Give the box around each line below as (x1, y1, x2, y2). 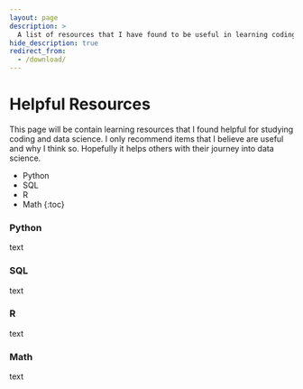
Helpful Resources (9, 94, 151, 115)
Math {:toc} (22, 199, 65, 209)
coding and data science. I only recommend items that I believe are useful (9, 133, 284, 144)
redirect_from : (9, 47, 67, 56)
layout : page (9, 13, 59, 23)
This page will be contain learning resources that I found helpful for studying (9, 124, 294, 134)
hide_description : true (9, 38, 99, 48)
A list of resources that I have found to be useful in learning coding (17, 30, 297, 39)
